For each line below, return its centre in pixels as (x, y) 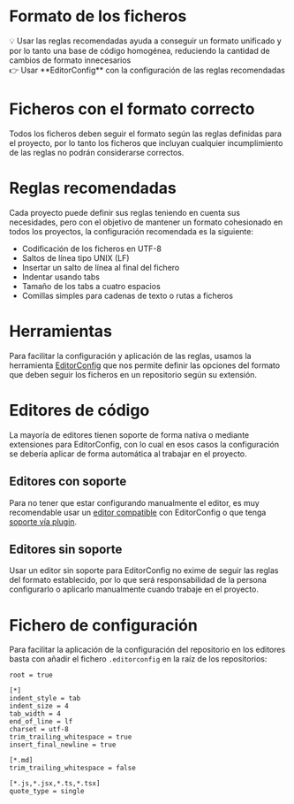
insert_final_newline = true (63, 745)
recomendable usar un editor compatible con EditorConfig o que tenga (138, 512)
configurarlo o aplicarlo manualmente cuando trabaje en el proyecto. (134, 589)
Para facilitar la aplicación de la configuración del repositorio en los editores (147, 650)
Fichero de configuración (104, 625)
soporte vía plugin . (43, 521)
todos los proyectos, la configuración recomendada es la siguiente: (132, 231)
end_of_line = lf (41, 722)
